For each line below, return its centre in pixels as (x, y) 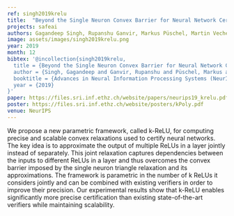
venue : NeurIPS (29, 111)
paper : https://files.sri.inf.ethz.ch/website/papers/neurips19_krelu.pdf (118, 98)
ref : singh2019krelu (37, 14)
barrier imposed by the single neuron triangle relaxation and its (97, 167)
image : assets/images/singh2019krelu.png (68, 40)
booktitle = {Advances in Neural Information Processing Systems (110, 78)
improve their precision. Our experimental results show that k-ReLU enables (116, 190)
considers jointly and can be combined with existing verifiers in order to (110, 183)
